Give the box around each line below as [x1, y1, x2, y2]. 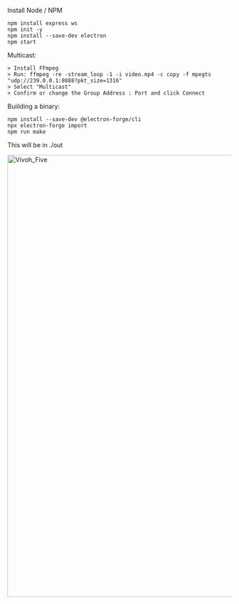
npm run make [7, 128, 46, 135]
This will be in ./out [7, 141, 63, 149]
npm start [7, 38, 37, 46]
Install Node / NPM [7, 6, 63, 14]
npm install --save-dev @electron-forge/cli [7, 116, 142, 123]
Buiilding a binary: [7, 102, 60, 110]
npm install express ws [7, 20, 78, 27]
